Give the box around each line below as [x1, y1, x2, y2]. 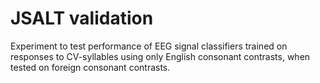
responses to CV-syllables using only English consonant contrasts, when [10, 50, 311, 62]
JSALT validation [10, 7, 154, 30]
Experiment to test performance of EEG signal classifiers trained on [10, 40, 288, 52]
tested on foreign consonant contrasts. [10, 61, 171, 73]
